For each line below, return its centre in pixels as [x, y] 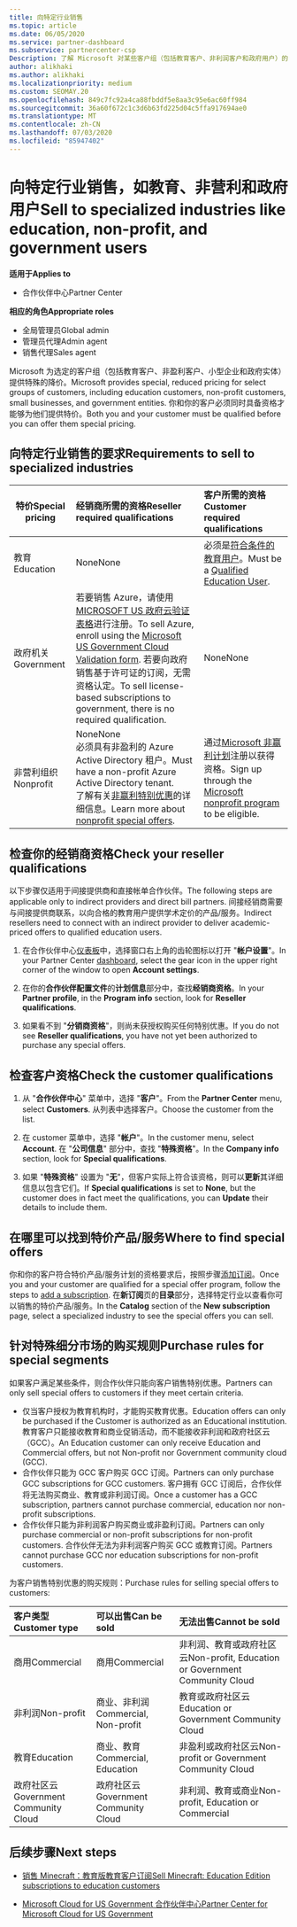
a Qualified [226, 570]
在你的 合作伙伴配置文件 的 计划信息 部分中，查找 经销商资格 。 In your [143, 988]
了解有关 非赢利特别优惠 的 [129, 796]
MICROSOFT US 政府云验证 [133, 610]
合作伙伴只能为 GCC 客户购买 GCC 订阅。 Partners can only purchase [148, 1472]
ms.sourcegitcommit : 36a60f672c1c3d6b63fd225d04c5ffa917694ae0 [128, 108]
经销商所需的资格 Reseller [129, 506]
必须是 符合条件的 [240, 545]
